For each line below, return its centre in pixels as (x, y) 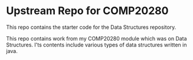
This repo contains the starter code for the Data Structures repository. (91, 27)
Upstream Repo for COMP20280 (87, 11)
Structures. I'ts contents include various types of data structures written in (97, 45)
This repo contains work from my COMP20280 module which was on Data (97, 38)
